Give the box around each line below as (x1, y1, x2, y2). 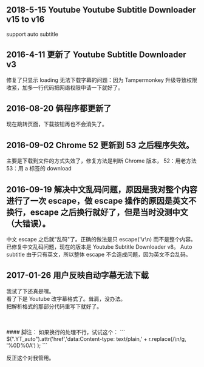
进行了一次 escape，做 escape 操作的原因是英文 (6, 195, 189, 206)
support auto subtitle (6, 30, 59, 38)
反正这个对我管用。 (6, 354, 55, 362)
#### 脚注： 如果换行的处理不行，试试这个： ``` (6, 328, 126, 335)
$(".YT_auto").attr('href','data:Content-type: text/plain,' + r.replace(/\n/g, (6, 335, 186, 342)
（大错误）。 (6, 218, 50, 229)
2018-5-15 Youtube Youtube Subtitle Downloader (6, 5, 196, 15)
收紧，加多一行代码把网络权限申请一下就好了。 (6, 84, 123, 91)
